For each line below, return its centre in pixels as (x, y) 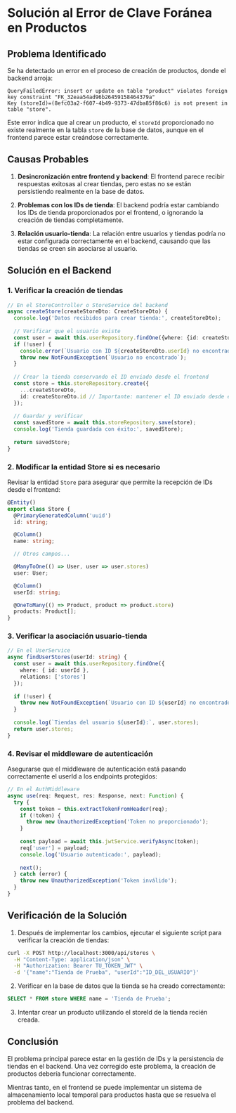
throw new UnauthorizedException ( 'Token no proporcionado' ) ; (117, 822)
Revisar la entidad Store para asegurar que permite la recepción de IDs (110, 482)
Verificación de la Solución (67, 916)
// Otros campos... (42, 554)
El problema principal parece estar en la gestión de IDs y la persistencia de (116, 1058)
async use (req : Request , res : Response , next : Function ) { (96, 795)
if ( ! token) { (40, 815)
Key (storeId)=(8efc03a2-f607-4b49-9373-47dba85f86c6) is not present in (118, 103)
